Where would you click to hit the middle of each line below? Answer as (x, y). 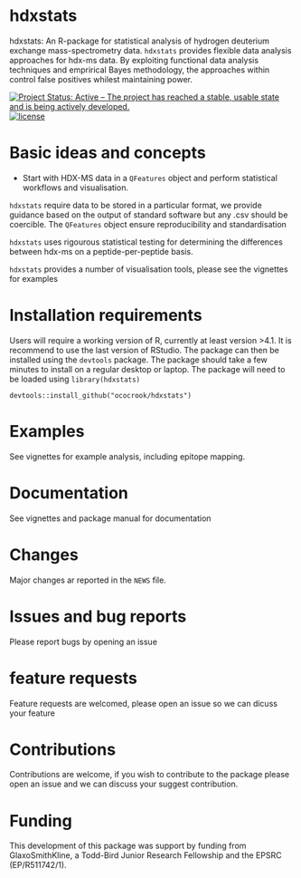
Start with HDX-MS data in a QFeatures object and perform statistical (150, 178)
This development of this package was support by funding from (128, 846)
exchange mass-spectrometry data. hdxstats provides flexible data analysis (150, 50)
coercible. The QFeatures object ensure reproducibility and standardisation (148, 224)
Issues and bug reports (98, 616)
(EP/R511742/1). (38, 865)
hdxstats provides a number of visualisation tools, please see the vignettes (149, 269)
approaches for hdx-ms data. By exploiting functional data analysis (134, 60)
